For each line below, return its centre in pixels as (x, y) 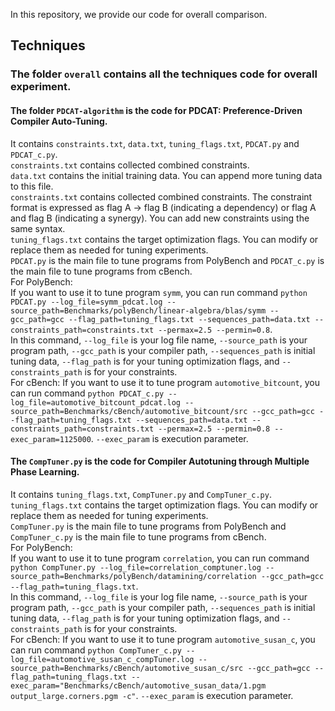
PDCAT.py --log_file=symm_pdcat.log (86, 302)
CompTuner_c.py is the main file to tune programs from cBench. (138, 536)
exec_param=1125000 (51, 439)
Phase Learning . (45, 472)
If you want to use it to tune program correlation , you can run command (160, 558)
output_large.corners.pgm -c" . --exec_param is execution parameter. (152, 695)
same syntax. (38, 228)
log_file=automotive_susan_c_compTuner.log (102, 659)
